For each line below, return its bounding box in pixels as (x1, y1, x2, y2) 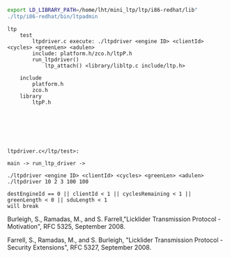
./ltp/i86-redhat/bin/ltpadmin (7, 13, 98, 20)
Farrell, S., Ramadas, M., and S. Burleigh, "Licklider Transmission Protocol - (7, 236, 223, 244)
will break (7, 202, 39, 209)
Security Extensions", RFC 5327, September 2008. (7, 243, 152, 251)
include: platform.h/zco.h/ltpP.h (32, 50, 132, 57)
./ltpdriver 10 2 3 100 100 (7, 178, 89, 185)
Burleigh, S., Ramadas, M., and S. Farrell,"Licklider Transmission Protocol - (7, 215, 221, 223)
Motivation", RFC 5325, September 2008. (7, 222, 125, 230)
